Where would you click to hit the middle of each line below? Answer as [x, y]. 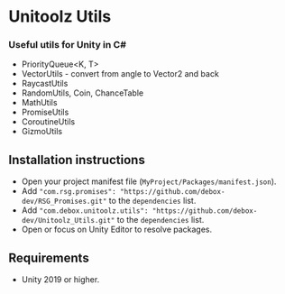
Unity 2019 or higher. [60, 280]
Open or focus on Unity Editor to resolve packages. [117, 230]
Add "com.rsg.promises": [69, 191]
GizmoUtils [42, 132]
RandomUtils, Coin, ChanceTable [83, 93]
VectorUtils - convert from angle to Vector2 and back [120, 74]
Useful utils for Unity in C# [68, 45]
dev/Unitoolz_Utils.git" [68, 221]
